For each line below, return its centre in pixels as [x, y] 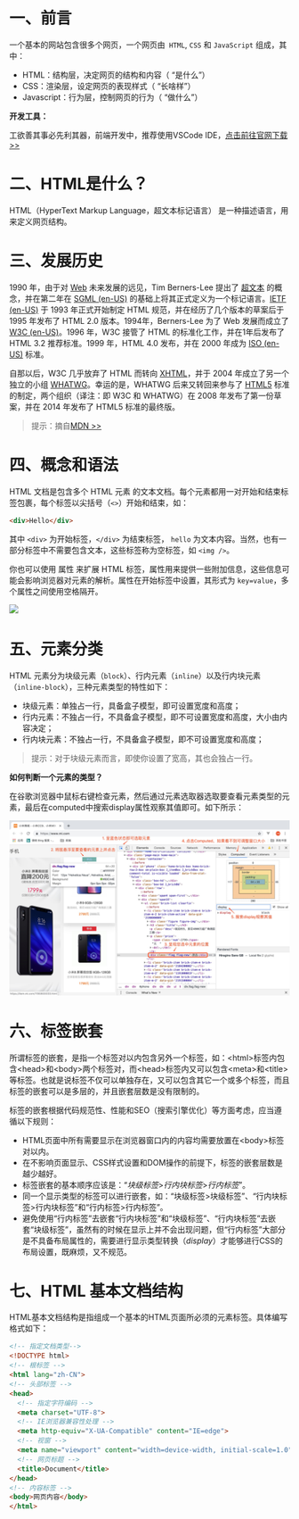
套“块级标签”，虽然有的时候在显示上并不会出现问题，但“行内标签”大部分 [154, 1229]
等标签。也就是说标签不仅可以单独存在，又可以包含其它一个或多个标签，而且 [149, 1080]
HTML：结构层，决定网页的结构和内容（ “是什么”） [116, 75]
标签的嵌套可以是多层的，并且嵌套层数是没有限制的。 [107, 1091]
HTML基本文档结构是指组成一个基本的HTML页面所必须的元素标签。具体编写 [149, 1317]
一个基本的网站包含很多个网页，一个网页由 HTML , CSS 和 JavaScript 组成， [144, 45]
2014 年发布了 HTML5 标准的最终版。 [111, 406]
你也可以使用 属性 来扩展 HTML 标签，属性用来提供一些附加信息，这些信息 [145, 569]
